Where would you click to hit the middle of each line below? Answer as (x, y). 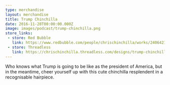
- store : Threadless (29, 47)
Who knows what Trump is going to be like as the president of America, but (84, 66)
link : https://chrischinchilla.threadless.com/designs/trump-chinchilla (90, 52)
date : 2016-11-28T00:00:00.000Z (39, 24)
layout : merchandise (27, 15)
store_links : (19, 33)
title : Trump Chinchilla (31, 19)
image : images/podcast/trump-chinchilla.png (53, 29)
